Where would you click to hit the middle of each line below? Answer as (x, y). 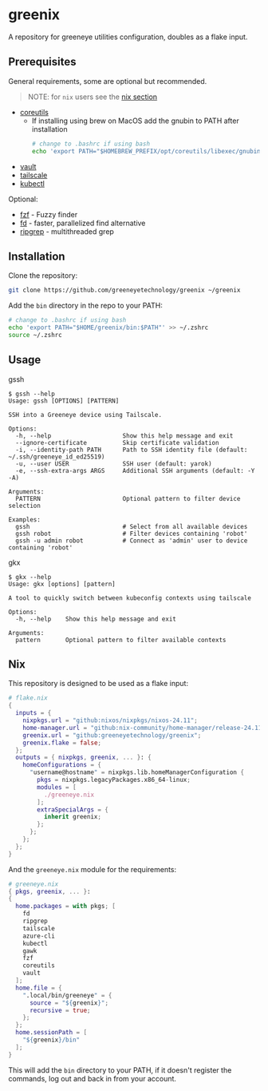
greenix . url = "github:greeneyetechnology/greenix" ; (112, 735)
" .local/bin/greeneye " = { (67, 995)
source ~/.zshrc (35, 335)
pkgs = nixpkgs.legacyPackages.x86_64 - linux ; (114, 780)
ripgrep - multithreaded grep (67, 231)
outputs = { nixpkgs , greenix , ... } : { (83, 758)
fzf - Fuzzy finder (49, 214)
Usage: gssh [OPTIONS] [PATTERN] (64, 401)
